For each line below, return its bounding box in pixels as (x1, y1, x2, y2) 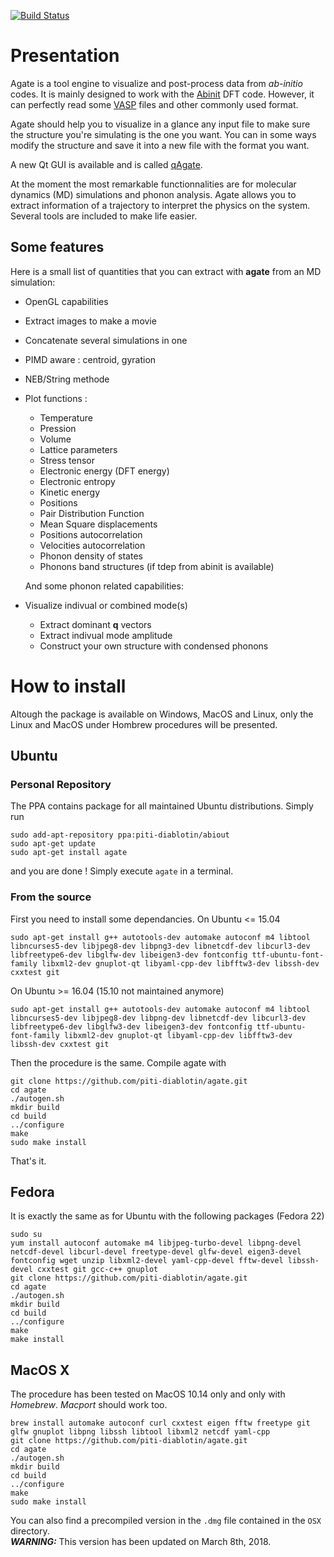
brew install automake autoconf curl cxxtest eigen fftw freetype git (10, 1418, 311, 1429)
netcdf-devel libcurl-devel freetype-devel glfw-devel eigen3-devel (10, 1247, 302, 1257)
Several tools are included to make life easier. (10, 210, 198, 222)
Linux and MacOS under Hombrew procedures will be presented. (10, 718, 278, 730)
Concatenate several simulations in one (24, 334, 188, 346)
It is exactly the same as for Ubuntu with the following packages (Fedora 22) (10, 1210, 325, 1222)
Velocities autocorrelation (39, 539, 146, 551)
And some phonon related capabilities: (24, 580, 184, 592)
